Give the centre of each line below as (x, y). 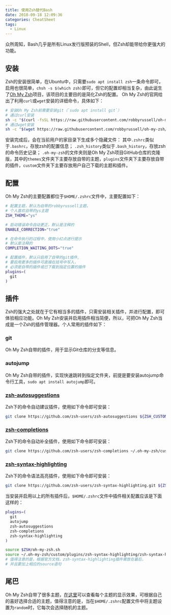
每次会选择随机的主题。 (66, 607)
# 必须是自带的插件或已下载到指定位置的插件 (46, 267)
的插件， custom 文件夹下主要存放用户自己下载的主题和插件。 (68, 165)
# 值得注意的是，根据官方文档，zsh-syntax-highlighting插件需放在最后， (76, 560)
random (21, 608)
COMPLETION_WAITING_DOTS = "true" (39, 248)
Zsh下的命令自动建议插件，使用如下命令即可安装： (58, 407)
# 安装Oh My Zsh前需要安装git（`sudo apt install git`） (63, 110)
